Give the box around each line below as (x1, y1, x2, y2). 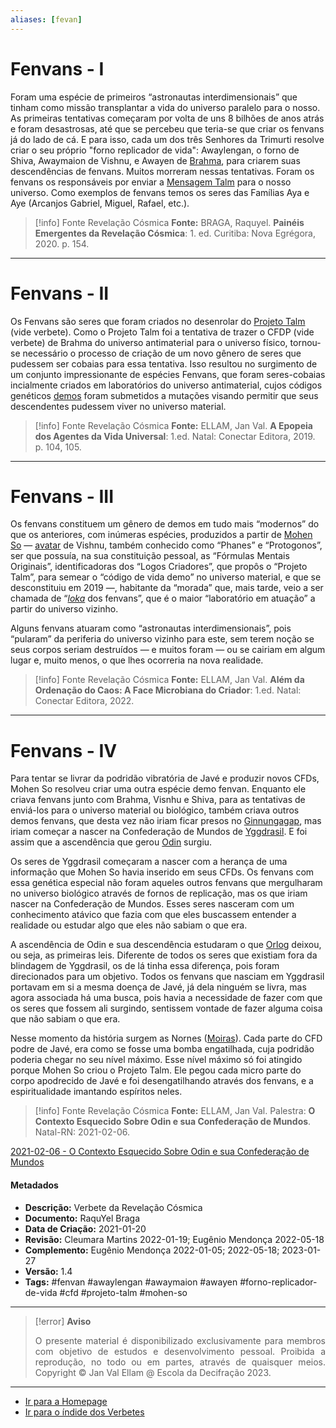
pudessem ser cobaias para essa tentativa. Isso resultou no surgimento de (10, 357, 318, 370)
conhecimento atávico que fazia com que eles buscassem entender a (10, 909, 297, 921)
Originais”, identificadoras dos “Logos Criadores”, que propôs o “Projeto (10, 561, 308, 573)
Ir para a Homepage (24, 1395, 108, 1407)
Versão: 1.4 (24, 1265, 73, 1277)
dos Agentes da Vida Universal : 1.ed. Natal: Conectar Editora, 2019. (34, 430, 316, 442)
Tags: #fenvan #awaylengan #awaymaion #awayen (24, 1276, 238, 1288)
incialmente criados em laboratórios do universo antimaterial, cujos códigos (10, 379, 323, 391)
